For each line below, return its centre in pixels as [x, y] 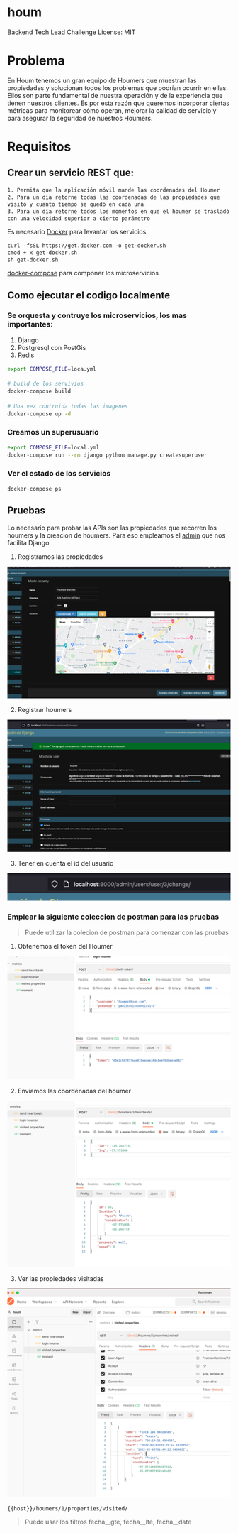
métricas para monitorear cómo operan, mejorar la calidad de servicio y [112, 110]
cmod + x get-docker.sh [42, 253]
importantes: [30, 324]
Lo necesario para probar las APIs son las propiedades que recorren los [112, 528]
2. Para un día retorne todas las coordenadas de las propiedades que [114, 197]
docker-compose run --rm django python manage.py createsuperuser [107, 455]
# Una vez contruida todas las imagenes [68, 406]
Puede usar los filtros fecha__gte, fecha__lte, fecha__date [108, 1522]
